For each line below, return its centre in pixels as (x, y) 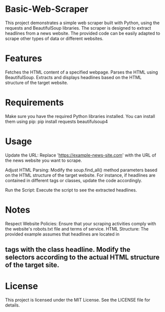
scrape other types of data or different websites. (54, 39)
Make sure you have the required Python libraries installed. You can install (80, 116)
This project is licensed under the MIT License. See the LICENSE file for (78, 300)
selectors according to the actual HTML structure (82, 257)
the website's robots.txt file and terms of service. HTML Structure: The (77, 229)
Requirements (34, 103)
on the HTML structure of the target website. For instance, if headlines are (80, 175)
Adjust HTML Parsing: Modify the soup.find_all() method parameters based (81, 170)
